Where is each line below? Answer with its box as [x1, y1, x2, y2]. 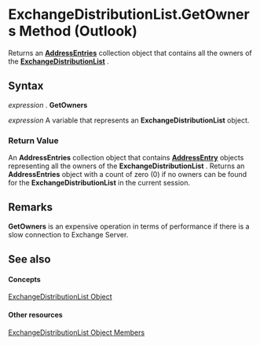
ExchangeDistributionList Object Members [8, 328, 145, 337]
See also [8, 253, 51, 266]
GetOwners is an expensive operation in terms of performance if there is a [8, 222, 250, 231]
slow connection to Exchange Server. [8, 229, 129, 239]
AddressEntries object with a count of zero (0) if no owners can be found [8, 170, 247, 179]
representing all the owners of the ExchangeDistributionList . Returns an [8, 161, 245, 171]
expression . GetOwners [8, 100, 88, 109]
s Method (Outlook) [8, 22, 137, 40]
